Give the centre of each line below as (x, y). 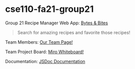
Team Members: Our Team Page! (39, 42)
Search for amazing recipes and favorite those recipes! (74, 32)
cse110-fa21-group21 (50, 9)
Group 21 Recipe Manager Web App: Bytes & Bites (57, 23)
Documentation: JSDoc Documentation (45, 61)
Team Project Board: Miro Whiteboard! (44, 52)
